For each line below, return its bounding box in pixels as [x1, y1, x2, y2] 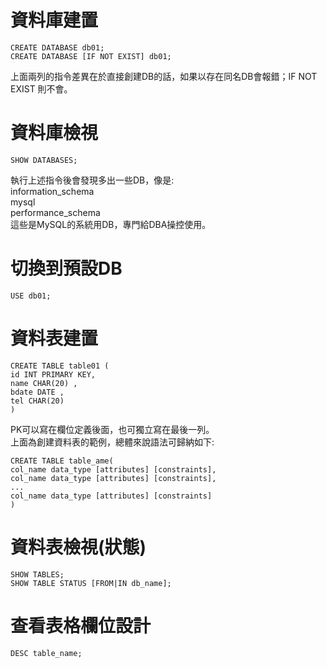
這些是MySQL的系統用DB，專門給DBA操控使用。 [10, 218, 212, 230]
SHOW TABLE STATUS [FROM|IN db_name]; [10, 578, 172, 588]
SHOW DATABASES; [10, 155, 78, 165]
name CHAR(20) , [10, 378, 78, 388]
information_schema [10, 185, 95, 197]
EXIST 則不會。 [10, 82, 73, 95]
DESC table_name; [10, 648, 83, 658]
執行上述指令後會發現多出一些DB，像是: [10, 174, 175, 186]
